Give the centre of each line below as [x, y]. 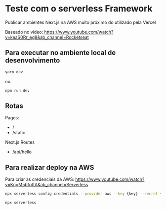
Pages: [12, 118]
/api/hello [22, 152]
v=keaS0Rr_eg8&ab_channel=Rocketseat [47, 37]
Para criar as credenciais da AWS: [40, 179]
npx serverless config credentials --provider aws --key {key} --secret [82, 194]
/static [19, 133]
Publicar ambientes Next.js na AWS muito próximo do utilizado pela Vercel [81, 22]
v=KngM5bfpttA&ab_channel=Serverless [47, 185]
